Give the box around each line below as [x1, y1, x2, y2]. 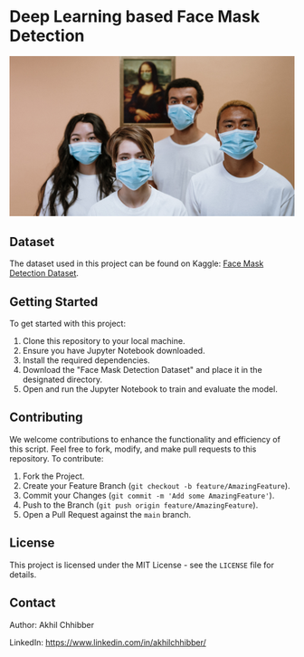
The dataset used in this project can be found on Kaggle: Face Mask [9, 258, 264, 269]
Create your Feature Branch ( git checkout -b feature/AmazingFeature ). [22, 480, 291, 490]
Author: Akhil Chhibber [9, 619, 95, 630]
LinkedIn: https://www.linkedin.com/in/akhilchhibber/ [9, 636, 206, 648]
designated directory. [22, 374, 102, 386]
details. [9, 568, 37, 580]
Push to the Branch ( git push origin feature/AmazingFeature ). [22, 500, 259, 510]
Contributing [9, 410, 83, 425]
